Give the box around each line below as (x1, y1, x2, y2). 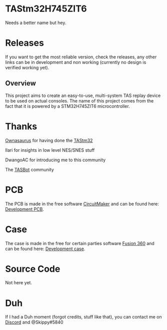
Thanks (5, 121, 37, 132)
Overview (5, 79, 36, 88)
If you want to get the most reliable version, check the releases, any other (5, 54, 157, 60)
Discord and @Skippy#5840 (5, 319, 63, 325)
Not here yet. (5, 280, 32, 286)
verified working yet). (5, 64, 49, 70)
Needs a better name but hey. (5, 20, 66, 26)
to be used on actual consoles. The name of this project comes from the (5, 97, 154, 103)
